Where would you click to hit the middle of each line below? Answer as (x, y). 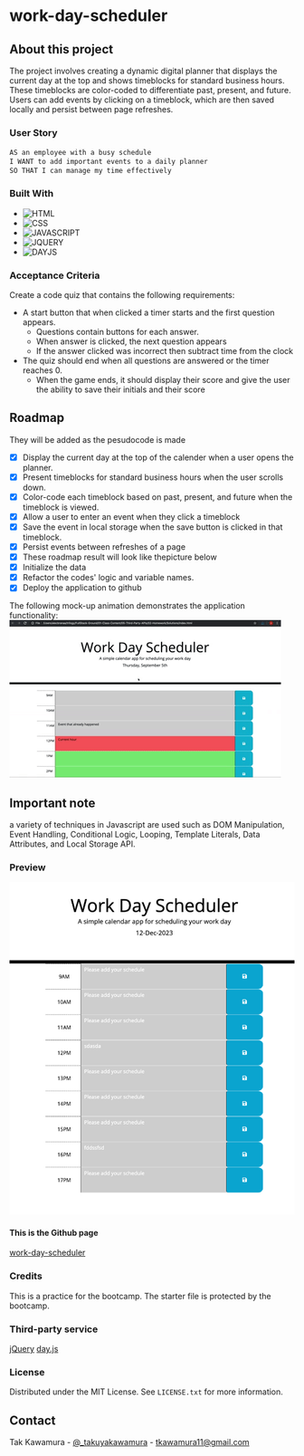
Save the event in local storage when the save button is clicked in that (152, 527)
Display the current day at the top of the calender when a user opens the (158, 457)
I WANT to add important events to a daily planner (109, 162)
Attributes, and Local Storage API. (72, 844)
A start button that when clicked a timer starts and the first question (148, 312)
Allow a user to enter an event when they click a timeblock (131, 516)
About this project (62, 49)
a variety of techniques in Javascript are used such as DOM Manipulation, (147, 825)
